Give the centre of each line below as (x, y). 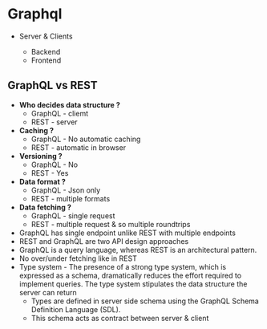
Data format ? (42, 181)
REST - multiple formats (71, 198)
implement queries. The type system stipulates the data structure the (133, 284)
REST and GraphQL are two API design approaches (104, 241)
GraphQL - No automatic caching (86, 139)
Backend (46, 51)
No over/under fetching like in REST (78, 258)
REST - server (54, 122)
